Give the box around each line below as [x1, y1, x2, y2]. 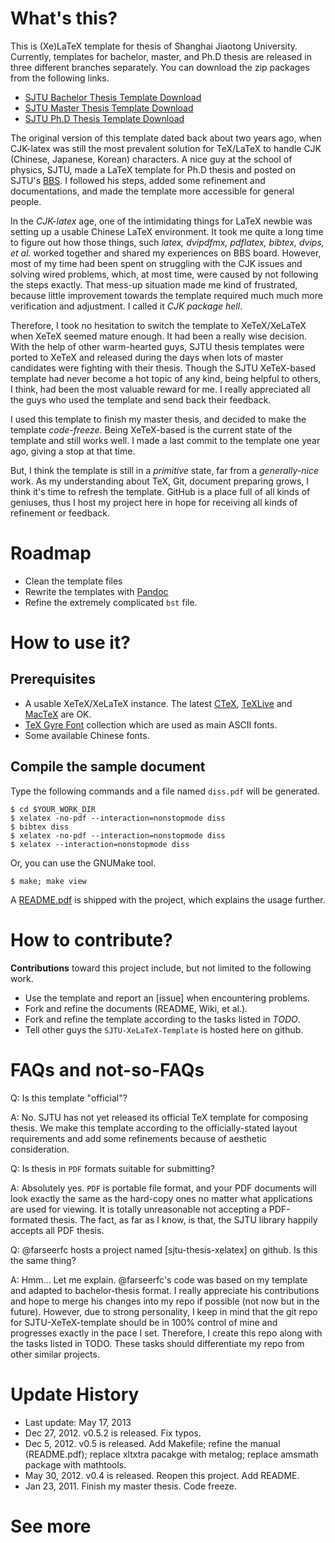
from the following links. [10, 72, 110, 84]
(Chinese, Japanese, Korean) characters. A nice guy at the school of [10, 153, 293, 165]
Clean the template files [24, 575, 123, 587]
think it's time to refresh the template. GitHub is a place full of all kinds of [10, 485, 311, 497]
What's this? [10, 7, 118, 30]
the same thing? [10, 1254, 77, 1266]
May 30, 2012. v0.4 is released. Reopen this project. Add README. [24, 1469, 300, 1481]
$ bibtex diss [10, 822, 70, 832]
